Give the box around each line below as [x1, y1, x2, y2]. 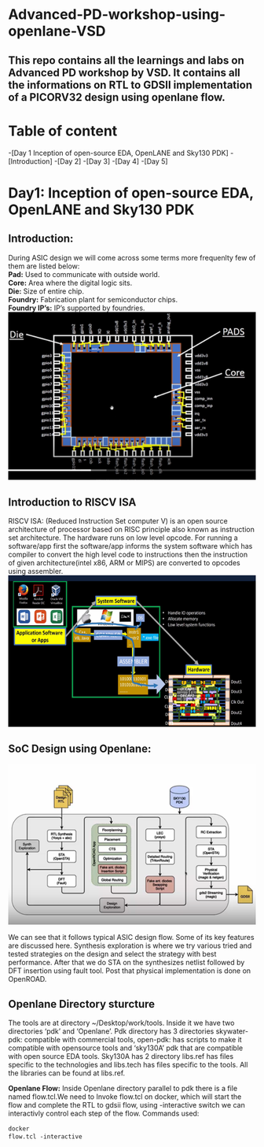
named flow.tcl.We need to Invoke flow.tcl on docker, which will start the [8, 1092, 242, 1101]
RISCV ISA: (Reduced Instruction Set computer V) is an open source [8, 516, 228, 525]
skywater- [215, 1027, 249, 1036]
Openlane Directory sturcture [8, 997, 156, 1011]
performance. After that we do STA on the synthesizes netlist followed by [8, 958, 245, 968]
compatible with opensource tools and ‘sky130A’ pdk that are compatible [8, 1043, 244, 1053]
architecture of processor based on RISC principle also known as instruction [8, 524, 255, 534]
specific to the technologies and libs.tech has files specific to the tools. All [8, 1060, 248, 1070]
